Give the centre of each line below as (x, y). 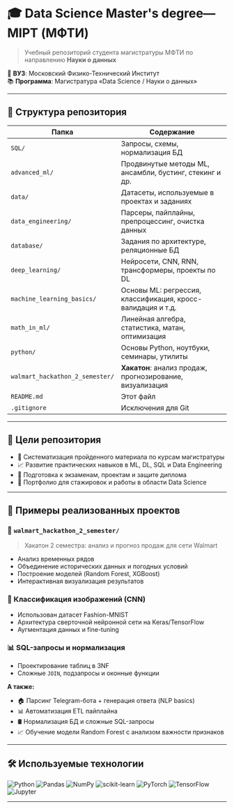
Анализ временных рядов (56, 559)
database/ (27, 245)
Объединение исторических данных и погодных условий (102, 566)
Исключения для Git (155, 407)
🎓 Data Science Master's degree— (111, 14)
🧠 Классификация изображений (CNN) (77, 599)
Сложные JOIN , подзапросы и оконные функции (88, 673)
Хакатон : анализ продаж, (164, 368)
